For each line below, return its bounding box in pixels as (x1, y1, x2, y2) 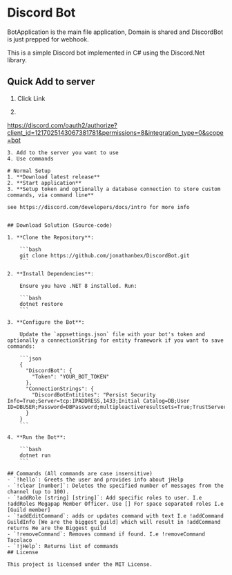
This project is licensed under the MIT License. (7, 560, 153, 568)
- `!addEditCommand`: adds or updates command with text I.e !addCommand (7, 512, 224, 520)
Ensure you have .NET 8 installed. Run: (19, 282, 137, 289)
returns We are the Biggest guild (7, 524, 107, 531)
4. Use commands (7, 155, 54, 162)
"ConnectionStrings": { (25, 385, 95, 392)
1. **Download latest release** (7, 173, 100, 181)
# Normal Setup (7, 167, 51, 174)
